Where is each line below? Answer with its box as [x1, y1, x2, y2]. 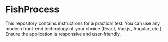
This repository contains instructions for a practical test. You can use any [5, 20, 160, 26]
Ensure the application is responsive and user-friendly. [5, 31, 121, 37]
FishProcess [5, 4, 60, 15]
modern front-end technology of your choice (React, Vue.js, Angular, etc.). [5, 25, 163, 31]
